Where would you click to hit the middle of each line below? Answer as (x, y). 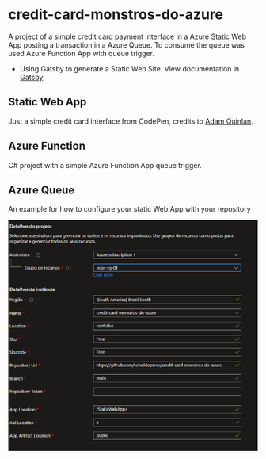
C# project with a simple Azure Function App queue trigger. (105, 165)
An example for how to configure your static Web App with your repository (129, 209)
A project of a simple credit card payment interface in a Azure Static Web (127, 36)
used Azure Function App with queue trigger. (81, 53)
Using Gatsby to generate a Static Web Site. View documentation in (129, 68)
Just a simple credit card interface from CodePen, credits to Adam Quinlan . (131, 121)
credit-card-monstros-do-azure (116, 15)
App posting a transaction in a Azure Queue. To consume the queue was (127, 44)
